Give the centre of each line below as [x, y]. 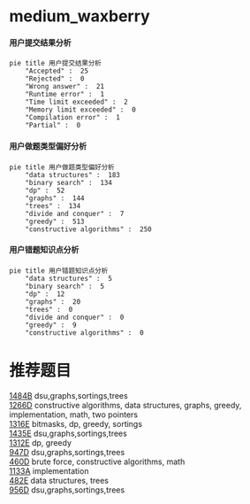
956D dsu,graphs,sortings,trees [67, 490]
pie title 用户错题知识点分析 [59, 271]
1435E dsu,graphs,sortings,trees [68, 433]
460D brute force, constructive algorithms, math [97, 461]
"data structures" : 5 [69, 278]
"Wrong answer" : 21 [64, 87]
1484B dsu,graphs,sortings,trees [68, 395]
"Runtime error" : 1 [64, 95]
